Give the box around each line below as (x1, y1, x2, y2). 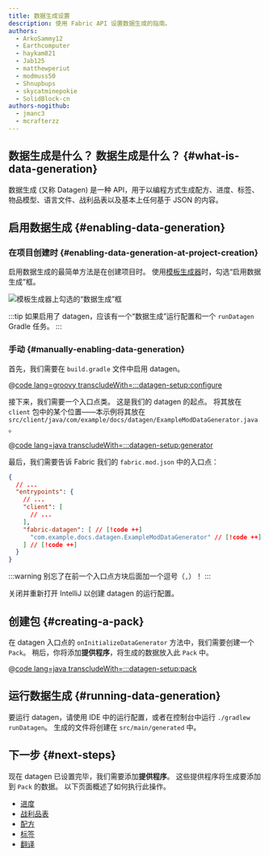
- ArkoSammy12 (15, 34, 63, 43)
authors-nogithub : (8, 102, 70, 110)
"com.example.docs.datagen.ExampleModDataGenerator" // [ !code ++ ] (29, 533, 263, 541)
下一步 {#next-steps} (8, 748, 116, 762)
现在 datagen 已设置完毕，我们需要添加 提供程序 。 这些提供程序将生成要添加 (8, 771, 261, 781)
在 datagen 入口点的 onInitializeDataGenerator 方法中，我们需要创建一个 (8, 637, 254, 647)
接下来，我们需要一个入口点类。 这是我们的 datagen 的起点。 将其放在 (8, 396, 242, 406)
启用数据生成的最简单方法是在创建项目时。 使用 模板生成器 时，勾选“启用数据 (8, 267, 262, 277)
